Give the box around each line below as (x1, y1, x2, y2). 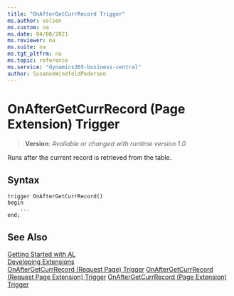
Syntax (7, 174, 40, 186)
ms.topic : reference (7, 57, 69, 64)
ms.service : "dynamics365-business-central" (7, 63, 142, 71)
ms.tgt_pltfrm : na (7, 51, 62, 58)
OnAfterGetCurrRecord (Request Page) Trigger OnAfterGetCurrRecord (7, 265, 213, 274)
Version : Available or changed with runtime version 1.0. (24, 140, 188, 148)
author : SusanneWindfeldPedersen (7, 70, 107, 77)
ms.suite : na (7, 44, 46, 51)
